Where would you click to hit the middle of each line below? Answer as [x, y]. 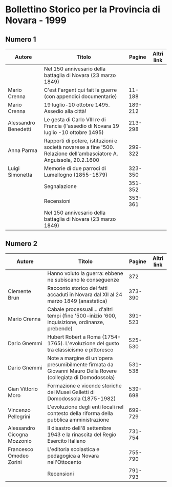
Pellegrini [19, 416]
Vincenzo [19, 410]
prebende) [60, 328]
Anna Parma [23, 150]
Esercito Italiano [67, 441]
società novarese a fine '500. [79, 147]
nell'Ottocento [64, 462]
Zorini [15, 462]
